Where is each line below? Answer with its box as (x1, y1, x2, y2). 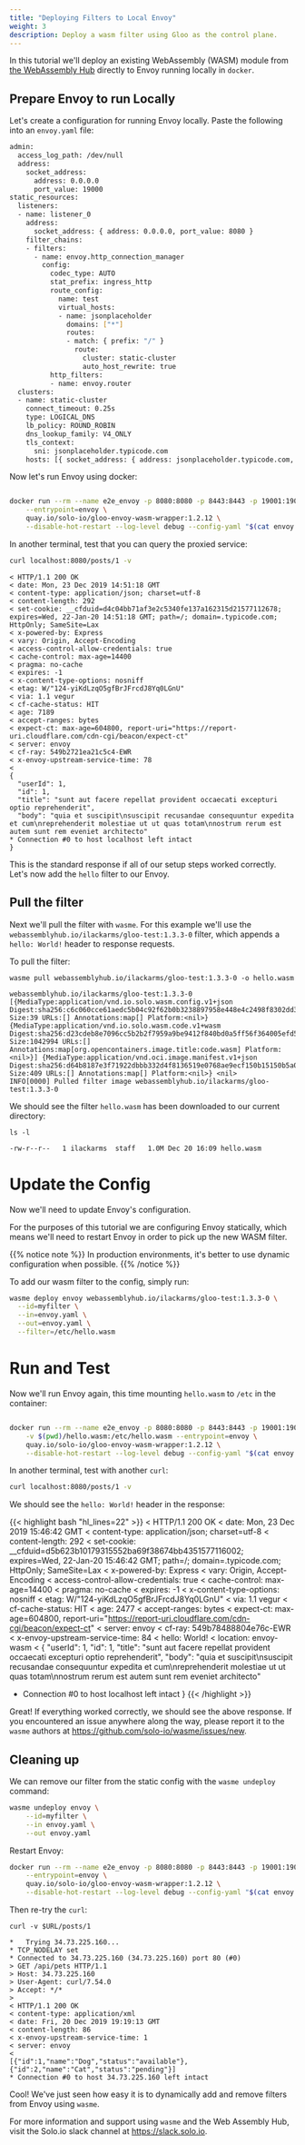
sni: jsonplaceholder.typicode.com (33, 446, 169, 455)
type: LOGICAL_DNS (25, 412, 95, 422)
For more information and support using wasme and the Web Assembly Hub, (9, 2116, 290, 2127)
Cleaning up (9, 1752, 80, 1767)
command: (9, 1786, 50, 1797)
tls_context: (25, 438, 75, 447)
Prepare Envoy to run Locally (9, 91, 175, 106)
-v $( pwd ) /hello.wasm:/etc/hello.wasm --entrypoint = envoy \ (25, 1432, 258, 1441)
